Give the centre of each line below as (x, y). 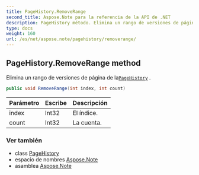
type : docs (20, 28)
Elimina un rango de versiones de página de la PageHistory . (78, 77)
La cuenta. (87, 122)
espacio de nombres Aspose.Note (56, 159)
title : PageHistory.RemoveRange (46, 12)
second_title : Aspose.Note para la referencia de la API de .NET (88, 17)
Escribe (56, 103)
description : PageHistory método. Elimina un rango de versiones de (92, 23)
